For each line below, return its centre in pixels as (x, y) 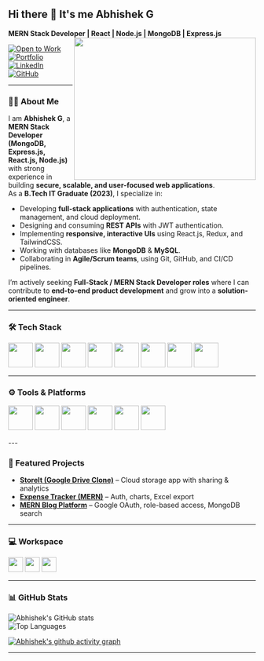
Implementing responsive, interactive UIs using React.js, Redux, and (131, 234)
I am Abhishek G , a (39, 119)
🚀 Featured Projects (46, 462)
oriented (22, 299)
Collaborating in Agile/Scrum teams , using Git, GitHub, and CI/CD (126, 259)
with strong (26, 169)
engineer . (54, 299)
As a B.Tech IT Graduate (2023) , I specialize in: (85, 194)
